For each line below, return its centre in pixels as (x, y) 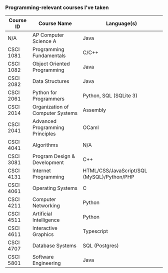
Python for (45, 92)
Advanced (44, 121)
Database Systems (54, 245)
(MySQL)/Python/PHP (108, 177)
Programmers (48, 99)
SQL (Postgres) (101, 245)
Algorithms (45, 145)
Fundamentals (49, 55)
